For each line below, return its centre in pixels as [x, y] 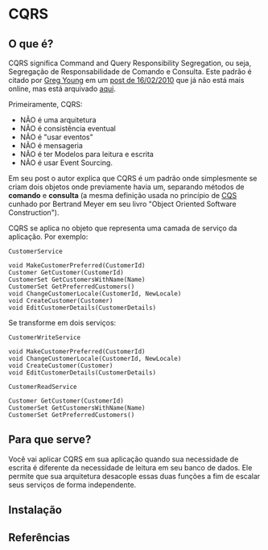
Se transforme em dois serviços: [62, 323]
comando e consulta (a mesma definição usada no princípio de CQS [123, 195]
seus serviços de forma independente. [72, 485]
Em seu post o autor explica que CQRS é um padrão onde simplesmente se [133, 178]
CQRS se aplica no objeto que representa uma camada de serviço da [123, 228]
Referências [39, 538]
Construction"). [34, 213]
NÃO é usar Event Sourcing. [66, 163]
